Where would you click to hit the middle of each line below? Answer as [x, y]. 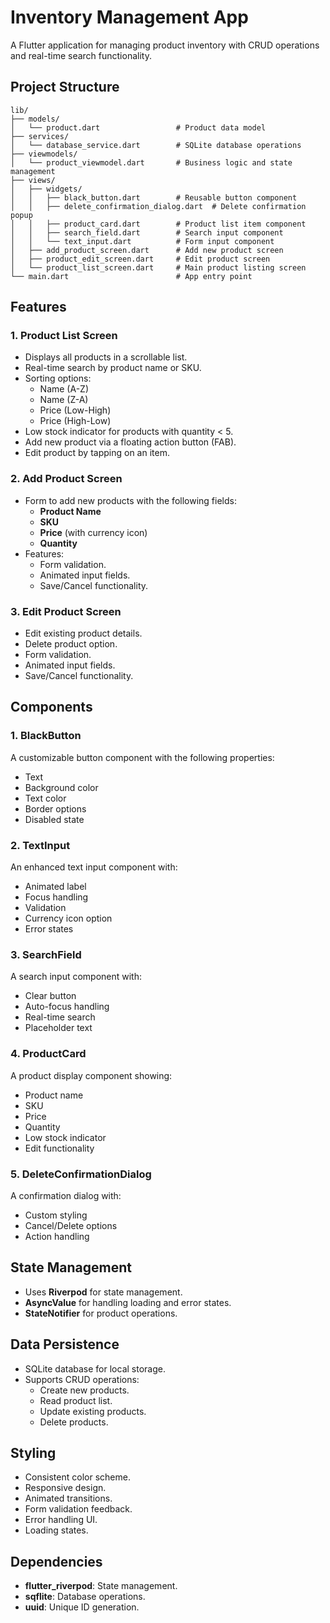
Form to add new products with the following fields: [130, 500]
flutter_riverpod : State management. [101, 1586]
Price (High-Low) [75, 421]
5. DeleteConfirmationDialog [81, 1174]
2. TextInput [40, 845]
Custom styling [56, 1215]
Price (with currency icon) [93, 532]
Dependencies [56, 1561]
